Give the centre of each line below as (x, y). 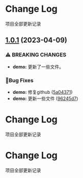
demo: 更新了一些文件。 (38, 67)
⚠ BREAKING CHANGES (36, 55)
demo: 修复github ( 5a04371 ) (43, 92)
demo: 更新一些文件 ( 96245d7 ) (45, 98)
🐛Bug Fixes (20, 80)
